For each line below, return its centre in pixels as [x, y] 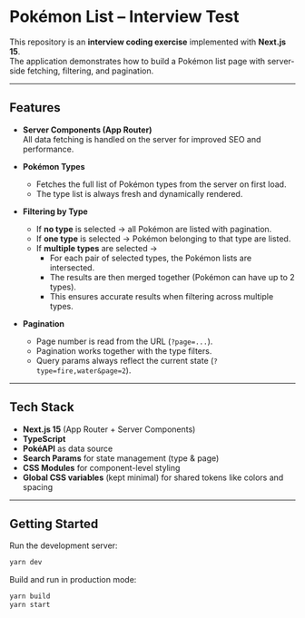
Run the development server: [64, 545]
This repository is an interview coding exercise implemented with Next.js [148, 42]
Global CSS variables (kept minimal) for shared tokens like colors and [153, 477]
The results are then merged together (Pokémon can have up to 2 [172, 277]
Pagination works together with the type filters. [124, 350]
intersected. [72, 267]
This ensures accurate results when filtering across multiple [162, 296]
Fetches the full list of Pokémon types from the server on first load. [161, 184]
